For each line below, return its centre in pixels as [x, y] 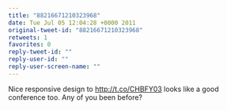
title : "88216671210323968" [55, 15]
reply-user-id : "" [38, 60]
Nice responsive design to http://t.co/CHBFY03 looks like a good [114, 89]
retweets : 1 [28, 37]
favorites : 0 [30, 45]
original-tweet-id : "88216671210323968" [76, 30]
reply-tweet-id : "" [40, 52]
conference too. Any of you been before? [75, 97]
